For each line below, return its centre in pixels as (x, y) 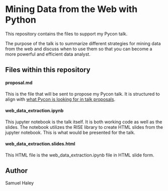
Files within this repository (48, 70)
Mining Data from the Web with (71, 9)
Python (21, 20)
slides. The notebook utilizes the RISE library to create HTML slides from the (84, 127)
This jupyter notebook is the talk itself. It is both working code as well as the (84, 122)
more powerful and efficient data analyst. (48, 54)
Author (16, 171)
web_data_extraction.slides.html (40, 144)
